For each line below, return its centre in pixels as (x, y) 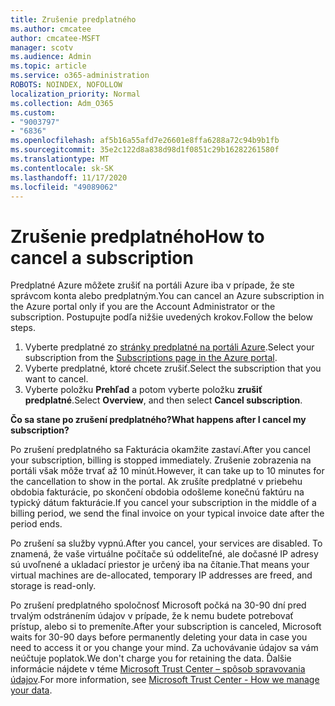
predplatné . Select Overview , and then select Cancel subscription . (163, 400)
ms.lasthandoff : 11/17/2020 (69, 177)
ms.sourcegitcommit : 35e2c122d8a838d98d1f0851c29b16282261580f (145, 150)
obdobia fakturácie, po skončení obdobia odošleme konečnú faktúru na (157, 492)
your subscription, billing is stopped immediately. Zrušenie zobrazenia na (161, 460)
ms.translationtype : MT (60, 159)
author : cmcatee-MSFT (55, 38)
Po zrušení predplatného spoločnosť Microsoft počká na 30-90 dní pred (158, 605)
